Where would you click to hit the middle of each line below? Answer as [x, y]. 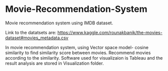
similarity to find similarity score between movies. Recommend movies [78, 53]
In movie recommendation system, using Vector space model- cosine [77, 47]
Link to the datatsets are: [31, 32]
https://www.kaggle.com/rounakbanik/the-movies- [110, 32]
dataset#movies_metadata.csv [37, 38]
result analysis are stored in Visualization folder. [55, 63]
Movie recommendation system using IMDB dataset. [59, 23]
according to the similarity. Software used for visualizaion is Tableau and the [84, 58]
